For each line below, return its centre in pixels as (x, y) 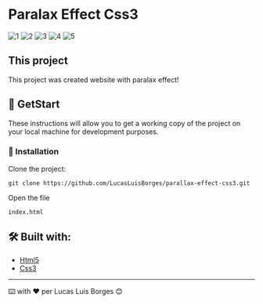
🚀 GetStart (34, 105)
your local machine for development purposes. (83, 132)
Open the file (29, 197)
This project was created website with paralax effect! (94, 79)
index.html (26, 212)
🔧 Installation (34, 152)
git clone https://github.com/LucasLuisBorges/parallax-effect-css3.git (129, 183)
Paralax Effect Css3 (73, 14)
